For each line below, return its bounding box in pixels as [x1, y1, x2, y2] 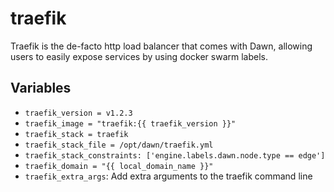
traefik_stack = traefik [24, 129, 129, 139]
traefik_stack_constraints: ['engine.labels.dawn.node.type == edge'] [24, 150, 326, 161]
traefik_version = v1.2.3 [24, 108, 133, 118]
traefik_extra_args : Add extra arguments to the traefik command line [24, 170, 313, 182]
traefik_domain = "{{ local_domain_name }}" [24, 161, 214, 171]
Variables [10, 80, 72, 97]
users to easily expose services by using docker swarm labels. [10, 50, 269, 62]
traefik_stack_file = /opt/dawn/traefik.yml [24, 140, 214, 150]
